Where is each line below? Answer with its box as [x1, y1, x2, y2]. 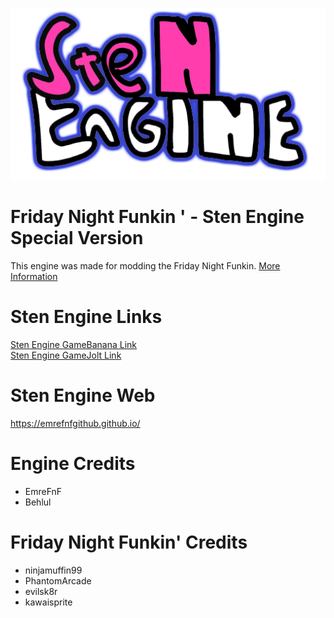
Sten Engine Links [10, 306, 163, 328]
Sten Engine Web [10, 384, 156, 407]
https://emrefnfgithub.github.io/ [10, 417, 141, 429]
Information [10, 271, 58, 283]
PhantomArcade [24, 574, 92, 587]
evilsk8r [24, 585, 58, 597]
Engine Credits [10, 453, 136, 475]
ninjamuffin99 [24, 564, 83, 576]
